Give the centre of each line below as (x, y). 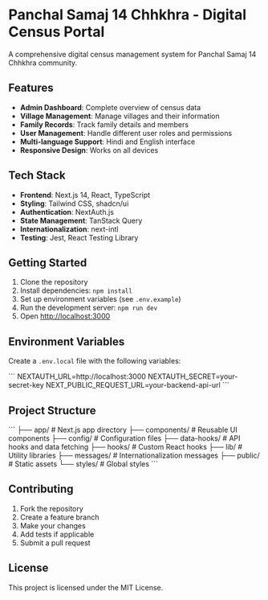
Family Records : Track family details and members (104, 124)
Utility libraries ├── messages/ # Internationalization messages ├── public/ (134, 455)
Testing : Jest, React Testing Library (79, 237)
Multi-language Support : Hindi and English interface (108, 142)
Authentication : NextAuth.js (67, 212)
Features (31, 88)
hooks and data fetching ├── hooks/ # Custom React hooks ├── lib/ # (126, 447)
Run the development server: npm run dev (89, 308)
